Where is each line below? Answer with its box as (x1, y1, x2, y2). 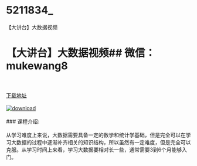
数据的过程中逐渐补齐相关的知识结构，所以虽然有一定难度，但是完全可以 (16, 138, 191, 145)
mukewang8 (6, 59, 69, 73)
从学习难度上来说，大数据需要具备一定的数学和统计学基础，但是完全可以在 (6, 131, 186, 138)
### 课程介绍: (6, 118, 40, 125)
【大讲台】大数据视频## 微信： (6, 46, 155, 60)
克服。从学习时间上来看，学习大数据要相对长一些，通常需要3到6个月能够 (6, 146, 182, 153)
